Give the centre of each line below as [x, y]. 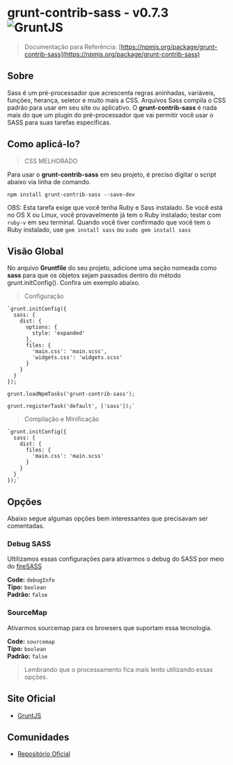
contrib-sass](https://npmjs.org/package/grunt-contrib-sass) [112, 54]
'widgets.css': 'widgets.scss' [78, 358]
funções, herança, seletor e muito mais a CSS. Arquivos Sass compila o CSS [116, 100]
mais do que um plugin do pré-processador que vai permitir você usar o [110, 115]
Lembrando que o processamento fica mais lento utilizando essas [119, 669]
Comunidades [38, 737]
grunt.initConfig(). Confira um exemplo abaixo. [74, 283]
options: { [41, 327]
